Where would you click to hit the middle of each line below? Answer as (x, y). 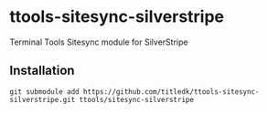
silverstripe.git (43, 99)
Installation (42, 71)
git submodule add (44, 92)
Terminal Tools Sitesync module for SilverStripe (99, 42)
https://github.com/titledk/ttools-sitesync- (171, 92)
